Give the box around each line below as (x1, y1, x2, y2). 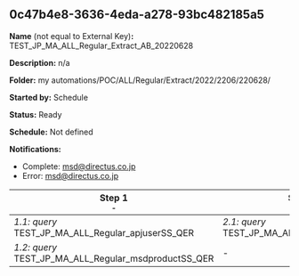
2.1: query (222, 215, 266, 228)
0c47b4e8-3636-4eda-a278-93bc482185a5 (9, 7, 265, 22)
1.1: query (13, 215, 58, 228)
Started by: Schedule (9, 92, 89, 102)
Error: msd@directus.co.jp (21, 170, 118, 181)
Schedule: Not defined (9, 126, 93, 137)
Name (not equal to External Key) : (9, 30, 134, 41)
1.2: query (13, 240, 58, 253)
